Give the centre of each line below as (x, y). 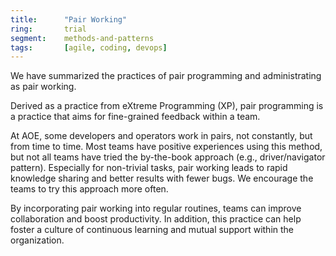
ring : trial (48, 29)
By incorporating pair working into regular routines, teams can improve (156, 208)
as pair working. (43, 87)
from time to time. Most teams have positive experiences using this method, (166, 147)
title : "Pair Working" (69, 19)
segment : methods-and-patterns (82, 38)
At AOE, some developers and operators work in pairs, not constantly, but (161, 136)
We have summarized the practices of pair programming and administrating (166, 76)
